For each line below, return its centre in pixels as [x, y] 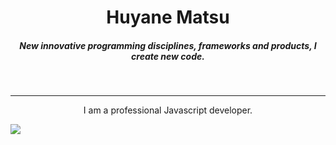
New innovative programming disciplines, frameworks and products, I [168, 45]
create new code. [168, 56]
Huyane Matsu [168, 17]
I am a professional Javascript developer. [168, 110]
